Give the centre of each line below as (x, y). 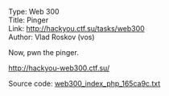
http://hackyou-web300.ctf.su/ (59, 68)
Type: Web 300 (34, 12)
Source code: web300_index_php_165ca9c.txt (84, 84)
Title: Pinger (29, 20)
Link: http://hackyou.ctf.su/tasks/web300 (76, 28)
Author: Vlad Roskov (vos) (52, 37)
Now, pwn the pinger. (43, 52)
